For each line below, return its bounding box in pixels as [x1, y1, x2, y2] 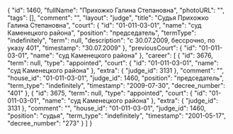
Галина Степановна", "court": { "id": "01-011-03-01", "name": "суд [7, 21, 202, 29]
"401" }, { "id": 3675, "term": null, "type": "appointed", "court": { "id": [7, 89, 208, 97]
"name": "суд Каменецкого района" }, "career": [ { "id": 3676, [30, 51, 214, 60]
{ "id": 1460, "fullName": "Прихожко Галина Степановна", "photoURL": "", [7, 6, 225, 14]
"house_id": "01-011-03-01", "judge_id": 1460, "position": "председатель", [7, 74, 225, 82]
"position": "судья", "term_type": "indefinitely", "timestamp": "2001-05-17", [7, 111, 227, 120]
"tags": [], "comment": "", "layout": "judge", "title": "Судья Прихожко [7, 13, 209, 22]
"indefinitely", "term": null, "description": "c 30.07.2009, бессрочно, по [7, 36, 215, 45]
